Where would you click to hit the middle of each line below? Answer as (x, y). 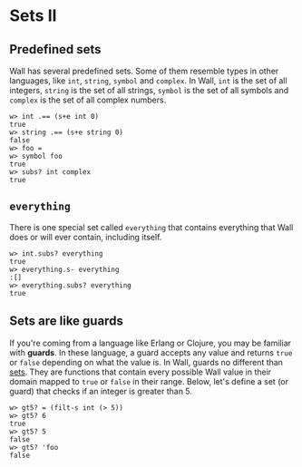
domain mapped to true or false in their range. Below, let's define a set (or (149, 381)
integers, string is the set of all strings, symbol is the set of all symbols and (149, 90)
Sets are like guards (67, 321)
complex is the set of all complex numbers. (88, 100)
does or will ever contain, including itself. (86, 237)
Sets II (33, 16)
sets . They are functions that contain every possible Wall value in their (141, 372)
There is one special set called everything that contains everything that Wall (151, 227)
